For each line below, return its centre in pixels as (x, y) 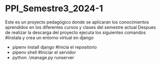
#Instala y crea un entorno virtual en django (49, 38)
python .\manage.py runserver (43, 57)
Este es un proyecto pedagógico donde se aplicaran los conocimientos (77, 22)
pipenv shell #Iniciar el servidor (44, 52)
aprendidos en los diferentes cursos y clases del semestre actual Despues (80, 27)
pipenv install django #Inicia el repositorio (54, 47)
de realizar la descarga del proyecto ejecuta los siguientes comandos (76, 32)
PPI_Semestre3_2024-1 (54, 9)
